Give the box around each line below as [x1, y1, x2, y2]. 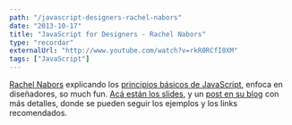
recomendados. [9, 108, 68, 118]
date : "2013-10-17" [9, 21, 82, 30]
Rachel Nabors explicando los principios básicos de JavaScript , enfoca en [9, 79, 284, 89]
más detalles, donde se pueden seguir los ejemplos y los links [9, 98, 238, 108]
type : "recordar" [9, 37, 74, 47]
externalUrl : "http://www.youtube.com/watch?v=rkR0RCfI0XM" [9, 46, 239, 55]
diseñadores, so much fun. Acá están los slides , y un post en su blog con [9, 88, 279, 99]
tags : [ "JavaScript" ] [9, 54, 90, 63]
